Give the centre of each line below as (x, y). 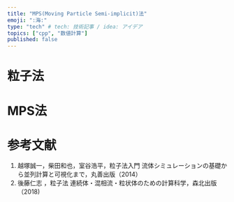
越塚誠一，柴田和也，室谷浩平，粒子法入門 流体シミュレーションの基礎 (119, 166)
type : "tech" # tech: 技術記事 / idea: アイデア (75, 26)
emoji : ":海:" (27, 20)
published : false (32, 40)
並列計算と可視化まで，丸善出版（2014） (82, 174)
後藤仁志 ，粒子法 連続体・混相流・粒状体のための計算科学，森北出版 (117, 183)
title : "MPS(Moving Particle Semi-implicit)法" (77, 14)
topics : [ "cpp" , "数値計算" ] (47, 33)
